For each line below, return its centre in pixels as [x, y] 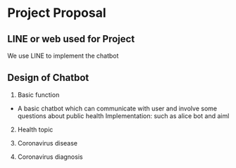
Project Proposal [57, 13]
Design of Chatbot [48, 78]
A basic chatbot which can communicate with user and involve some [117, 108]
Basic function [38, 95]
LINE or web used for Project [71, 39]
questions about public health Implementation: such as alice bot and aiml [123, 116]
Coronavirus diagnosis [50, 157]
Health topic [35, 129]
